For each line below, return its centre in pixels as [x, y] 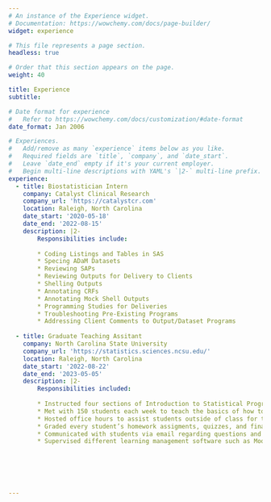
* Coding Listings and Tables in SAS [100, 254]
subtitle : [25, 97]
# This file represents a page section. [77, 45]
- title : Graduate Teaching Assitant [79, 337]
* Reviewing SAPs [66, 269]
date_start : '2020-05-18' [67, 216]
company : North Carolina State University [95, 344]
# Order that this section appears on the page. [92, 68]
